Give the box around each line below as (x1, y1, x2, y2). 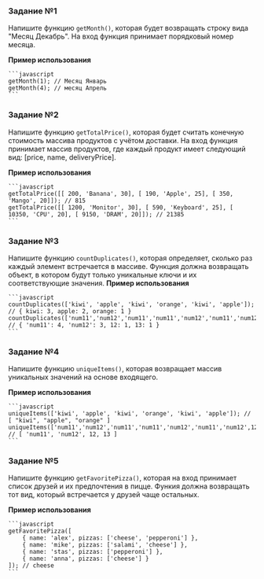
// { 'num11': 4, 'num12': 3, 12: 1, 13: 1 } (8, 321, 159, 329)
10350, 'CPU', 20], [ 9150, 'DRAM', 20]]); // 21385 (8, 210, 185, 218)
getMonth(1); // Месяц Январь (8, 77, 108, 86)
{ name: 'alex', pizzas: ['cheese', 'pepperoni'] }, (22, 534, 199, 542)
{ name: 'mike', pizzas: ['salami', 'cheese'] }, (22, 541, 189, 549)
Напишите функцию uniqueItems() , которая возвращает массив (8, 364, 222, 374)
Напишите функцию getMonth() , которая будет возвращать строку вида (8, 24, 249, 33)
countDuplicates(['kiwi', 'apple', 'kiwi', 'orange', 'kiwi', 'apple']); (8, 301, 255, 308)
